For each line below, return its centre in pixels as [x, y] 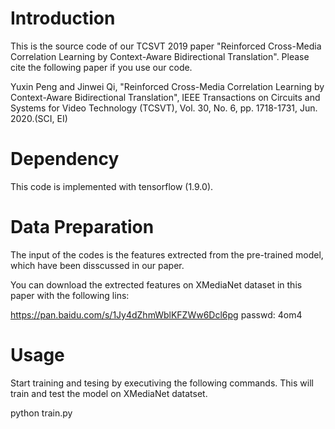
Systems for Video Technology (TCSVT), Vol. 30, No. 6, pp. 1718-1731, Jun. [164, 108]
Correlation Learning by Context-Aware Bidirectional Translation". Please [160, 56]
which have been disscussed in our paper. [97, 265]
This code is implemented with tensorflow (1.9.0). [112, 186]
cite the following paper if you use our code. [101, 67]
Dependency [65, 159]
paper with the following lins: [70, 295]
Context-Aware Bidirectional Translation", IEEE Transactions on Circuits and [165, 97]
